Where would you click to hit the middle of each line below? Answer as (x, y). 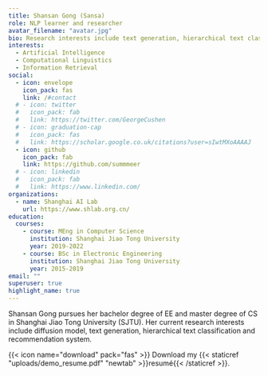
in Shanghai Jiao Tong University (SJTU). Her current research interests (126, 322)
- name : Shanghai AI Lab (57, 202)
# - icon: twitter (46, 105)
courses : (30, 224)
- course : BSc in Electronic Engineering (92, 254)
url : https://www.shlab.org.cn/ (76, 209)
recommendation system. (50, 339)
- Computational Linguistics (64, 61)
